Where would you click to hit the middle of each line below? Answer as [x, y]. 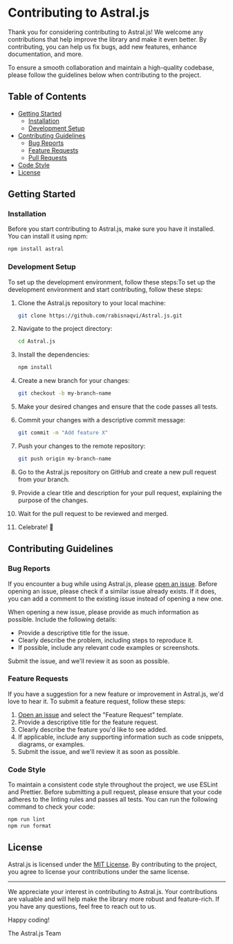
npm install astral [36, 249]
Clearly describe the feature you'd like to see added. [93, 729]
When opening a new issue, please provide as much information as [103, 612]
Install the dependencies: [54, 354]
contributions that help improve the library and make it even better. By [107, 39]
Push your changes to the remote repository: [82, 446]
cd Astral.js [37, 341]
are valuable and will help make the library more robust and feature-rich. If [114, 899]
